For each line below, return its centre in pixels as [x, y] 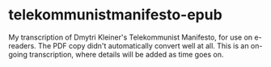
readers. [22, 45]
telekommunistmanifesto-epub [115, 15]
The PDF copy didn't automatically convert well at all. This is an [143, 45]
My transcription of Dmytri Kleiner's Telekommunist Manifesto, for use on [131, 37]
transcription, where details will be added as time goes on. [127, 54]
